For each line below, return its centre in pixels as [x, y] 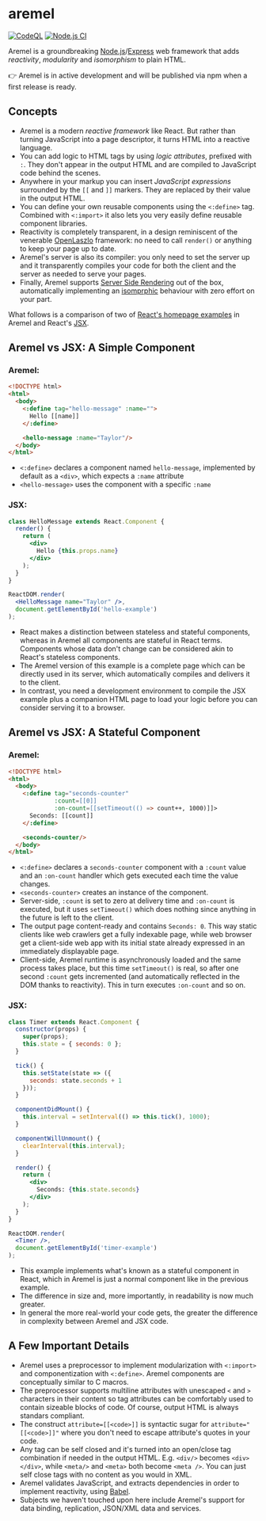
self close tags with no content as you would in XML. [106, 1474]
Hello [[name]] [54, 416]
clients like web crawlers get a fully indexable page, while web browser [136, 935]
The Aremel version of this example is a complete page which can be [132, 665]
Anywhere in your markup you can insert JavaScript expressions [125, 181]
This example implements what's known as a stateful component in [129, 1271]
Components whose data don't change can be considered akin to [126, 648]
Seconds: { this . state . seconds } [88, 1190]
